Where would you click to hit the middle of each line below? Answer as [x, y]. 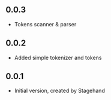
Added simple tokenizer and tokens [58, 57]
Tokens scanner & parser [45, 24]
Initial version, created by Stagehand [60, 91]
